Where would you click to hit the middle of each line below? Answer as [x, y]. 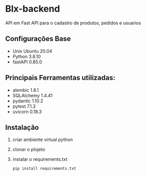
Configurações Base [38, 39]
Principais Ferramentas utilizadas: [60, 78]
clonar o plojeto [29, 150]
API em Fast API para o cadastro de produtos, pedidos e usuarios [73, 23]
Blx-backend [33, 9]
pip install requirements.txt [44, 169]
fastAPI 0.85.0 [27, 62]
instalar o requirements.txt [40, 159]
